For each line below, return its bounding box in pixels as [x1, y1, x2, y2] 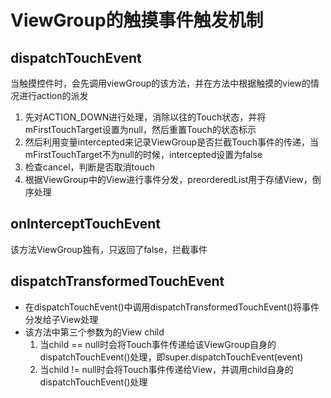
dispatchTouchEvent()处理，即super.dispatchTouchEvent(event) [39, 351, 304, 363]
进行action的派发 [18, 90, 89, 101]
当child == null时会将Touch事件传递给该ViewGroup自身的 [39, 338, 277, 350]
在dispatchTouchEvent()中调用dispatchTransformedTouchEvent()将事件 [24, 301, 320, 313]
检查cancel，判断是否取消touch [24, 161, 156, 173]
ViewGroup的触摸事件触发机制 [10, 9, 264, 32]
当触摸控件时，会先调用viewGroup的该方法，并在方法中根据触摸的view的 [10, 77, 311, 89]
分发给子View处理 [24, 313, 99, 325]
